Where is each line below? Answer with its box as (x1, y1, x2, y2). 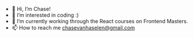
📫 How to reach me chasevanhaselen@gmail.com (11, 24, 135, 31)
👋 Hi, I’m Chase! (11, 6, 51, 12)
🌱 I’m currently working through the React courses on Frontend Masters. (11, 18, 188, 24)
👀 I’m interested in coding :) (11, 12, 79, 18)
